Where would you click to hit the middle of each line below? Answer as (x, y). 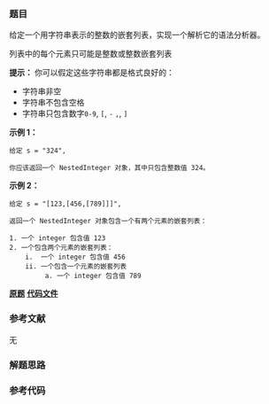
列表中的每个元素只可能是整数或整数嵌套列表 (91, 54)
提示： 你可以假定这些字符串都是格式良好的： (92, 73)
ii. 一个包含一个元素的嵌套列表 (76, 267)
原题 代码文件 (34, 293)
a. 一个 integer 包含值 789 (93, 276)
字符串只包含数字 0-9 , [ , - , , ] (75, 113)
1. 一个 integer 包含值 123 (58, 238)
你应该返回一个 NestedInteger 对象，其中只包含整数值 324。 (109, 168)
